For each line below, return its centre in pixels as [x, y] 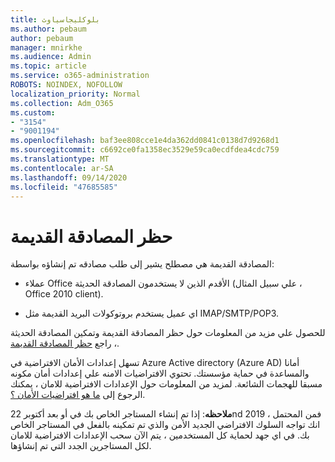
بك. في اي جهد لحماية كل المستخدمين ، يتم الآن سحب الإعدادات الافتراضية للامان [160, 435]
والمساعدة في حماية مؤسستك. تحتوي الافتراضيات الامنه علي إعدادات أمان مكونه [160, 373]
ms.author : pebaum [48, 29]
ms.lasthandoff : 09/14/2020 [69, 177]
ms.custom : [33, 112]
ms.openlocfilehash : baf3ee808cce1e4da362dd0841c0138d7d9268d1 [145, 141]
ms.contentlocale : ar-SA [62, 168]
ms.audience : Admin [51, 57]
